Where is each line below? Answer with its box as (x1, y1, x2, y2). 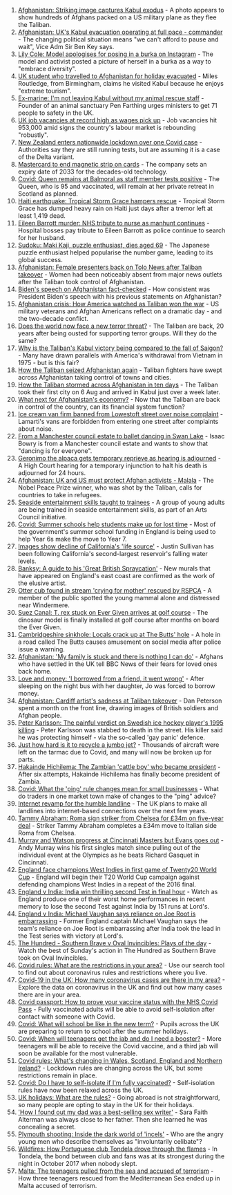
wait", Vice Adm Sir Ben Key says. (17, 43, 115, 50)
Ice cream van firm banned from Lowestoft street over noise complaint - (17, 410, 224, 418)
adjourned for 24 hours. (17, 469, 86, 476)
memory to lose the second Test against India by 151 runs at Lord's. (17, 902, 210, 910)
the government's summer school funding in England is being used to (17, 528, 216, 535)
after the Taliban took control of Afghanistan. (17, 278, 146, 286)
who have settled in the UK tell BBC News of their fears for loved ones (17, 660, 217, 668)
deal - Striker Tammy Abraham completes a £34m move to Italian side (17, 822, 217, 829)
